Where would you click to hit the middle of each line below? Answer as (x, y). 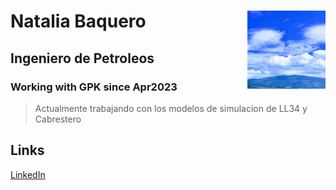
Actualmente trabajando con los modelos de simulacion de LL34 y (171, 108)
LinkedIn (28, 174)
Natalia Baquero (78, 21)
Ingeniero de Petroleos (82, 58)
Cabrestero (58, 119)
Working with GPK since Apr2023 (94, 87)
